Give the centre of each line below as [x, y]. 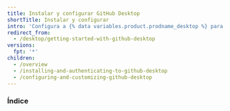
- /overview [31, 64]
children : [21, 58]
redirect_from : [29, 33]
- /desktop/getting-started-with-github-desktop [84, 39]
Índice [18, 101]
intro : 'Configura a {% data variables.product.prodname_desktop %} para [115, 26]
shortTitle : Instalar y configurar [58, 20]
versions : [21, 45]
